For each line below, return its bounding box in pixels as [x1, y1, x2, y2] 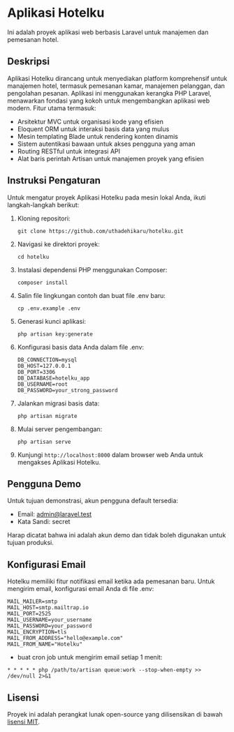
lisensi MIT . [7, 717, 41, 726]
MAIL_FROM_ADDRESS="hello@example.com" [7, 635, 124, 642]
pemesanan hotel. [7, 35, 59, 43]
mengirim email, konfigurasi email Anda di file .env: [7, 585, 154, 593]
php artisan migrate [17, 412, 78, 419]
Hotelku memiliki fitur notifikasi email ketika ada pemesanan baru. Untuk [7, 577, 215, 585]
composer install [17, 279, 68, 286]
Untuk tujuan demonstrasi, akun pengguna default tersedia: [7, 497, 179, 505]
